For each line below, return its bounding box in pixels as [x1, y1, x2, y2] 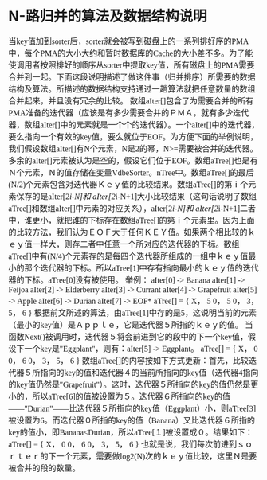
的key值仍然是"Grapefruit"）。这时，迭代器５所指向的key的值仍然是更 [8, 380, 259, 389]
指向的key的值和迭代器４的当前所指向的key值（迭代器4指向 [40, 368, 259, 377]
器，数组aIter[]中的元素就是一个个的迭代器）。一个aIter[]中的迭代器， [8, 120, 260, 130]
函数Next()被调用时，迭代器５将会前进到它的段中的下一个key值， [8, 332, 249, 341]
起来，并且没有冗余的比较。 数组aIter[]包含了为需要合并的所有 [24, 96, 253, 106]
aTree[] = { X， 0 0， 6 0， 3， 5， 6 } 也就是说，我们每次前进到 [8, 439, 238, 449]
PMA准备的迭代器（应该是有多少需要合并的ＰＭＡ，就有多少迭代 [8, 108, 249, 118]
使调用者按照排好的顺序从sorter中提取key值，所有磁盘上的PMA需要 [8, 60, 255, 70]
